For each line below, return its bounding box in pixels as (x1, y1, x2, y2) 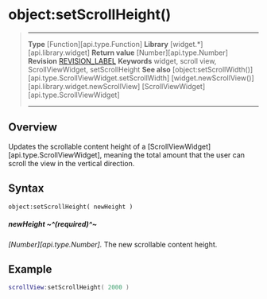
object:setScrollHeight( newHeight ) (8, 203, 133, 211)
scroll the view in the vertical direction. (8, 158, 135, 168)
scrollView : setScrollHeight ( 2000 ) (8, 284, 130, 292)
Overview (8, 121, 58, 134)
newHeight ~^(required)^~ (8, 219, 98, 229)
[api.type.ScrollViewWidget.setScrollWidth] (27, 73, 170, 83)
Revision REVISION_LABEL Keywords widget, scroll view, (27, 56, 217, 65)
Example (8, 262, 52, 276)
